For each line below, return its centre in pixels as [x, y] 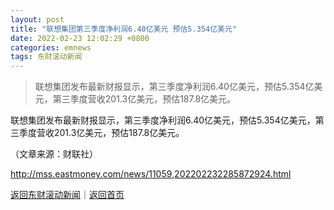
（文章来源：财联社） [54, 154]
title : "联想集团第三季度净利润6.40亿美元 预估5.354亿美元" [123, 29]
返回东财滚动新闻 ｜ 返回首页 [67, 195]
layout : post [37, 19]
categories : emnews [51, 47]
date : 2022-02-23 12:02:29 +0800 [80, 38]
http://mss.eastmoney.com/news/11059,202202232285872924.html [151, 174]
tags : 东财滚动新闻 [46, 57]
